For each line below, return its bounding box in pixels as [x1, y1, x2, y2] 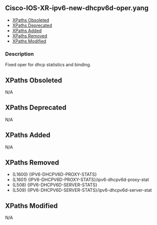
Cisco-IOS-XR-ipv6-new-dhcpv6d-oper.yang [5, 4, 149, 12]
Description [5, 50, 34, 57]
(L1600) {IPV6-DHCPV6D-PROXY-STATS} [12, 172, 97, 178]
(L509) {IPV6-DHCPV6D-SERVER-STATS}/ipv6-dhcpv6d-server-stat [12, 187, 152, 193]
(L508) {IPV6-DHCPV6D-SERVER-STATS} [12, 182, 98, 188]
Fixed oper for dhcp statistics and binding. [5, 62, 91, 68]
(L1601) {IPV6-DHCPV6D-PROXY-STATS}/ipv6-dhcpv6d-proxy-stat [12, 177, 149, 182]
